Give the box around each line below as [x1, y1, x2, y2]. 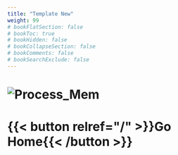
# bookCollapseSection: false [7, 43, 96, 50]
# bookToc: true [7, 30, 55, 37]
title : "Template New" [7, 10, 74, 18]
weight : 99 [7, 17, 39, 24]
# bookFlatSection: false [7, 23, 83, 30]
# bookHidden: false [7, 37, 68, 44]
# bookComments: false [7, 50, 74, 57]
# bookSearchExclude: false [7, 56, 90, 63]
